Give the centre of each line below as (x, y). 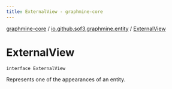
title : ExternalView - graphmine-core (55, 12)
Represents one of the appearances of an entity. (66, 79)
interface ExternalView (36, 68)
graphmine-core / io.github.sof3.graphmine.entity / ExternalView (86, 28)
